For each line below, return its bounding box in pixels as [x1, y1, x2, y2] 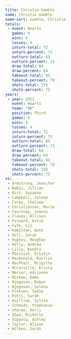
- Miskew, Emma [7, 274, 39, 280]
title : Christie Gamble [5, 7, 55, 13]
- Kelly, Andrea [7, 242, 41, 247]
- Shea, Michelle [7, 312, 43, 317]
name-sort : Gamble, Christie [5, 17, 66, 22]
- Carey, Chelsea [7, 200, 43, 205]
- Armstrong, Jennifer [7, 181, 55, 186]
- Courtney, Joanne [7, 209, 48, 214]
